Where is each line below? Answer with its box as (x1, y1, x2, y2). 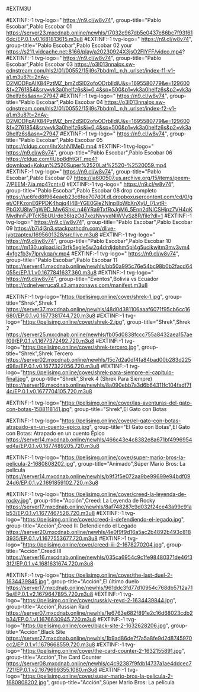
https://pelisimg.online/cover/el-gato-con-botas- (62, 417, 181, 424)
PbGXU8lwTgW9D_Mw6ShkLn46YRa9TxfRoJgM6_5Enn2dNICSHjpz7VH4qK (6, 206, 192, 213)
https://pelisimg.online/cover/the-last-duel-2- (62, 571, 173, 579)
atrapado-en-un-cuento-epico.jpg (6, 424, 90, 430)
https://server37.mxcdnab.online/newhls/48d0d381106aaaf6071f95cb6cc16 (6, 306, 191, 312)
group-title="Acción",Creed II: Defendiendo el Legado (6, 522, 137, 529)
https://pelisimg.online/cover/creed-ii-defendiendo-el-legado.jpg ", (23, 516, 185, 523)
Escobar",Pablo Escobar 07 (6, 175, 73, 181)
